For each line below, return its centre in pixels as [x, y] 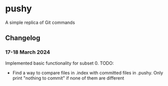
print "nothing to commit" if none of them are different [68, 78]
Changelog [23, 38]
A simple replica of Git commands [40, 22]
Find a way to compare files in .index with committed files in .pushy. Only [88, 73]
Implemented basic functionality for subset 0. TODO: [60, 63]
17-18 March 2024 [28, 52]
